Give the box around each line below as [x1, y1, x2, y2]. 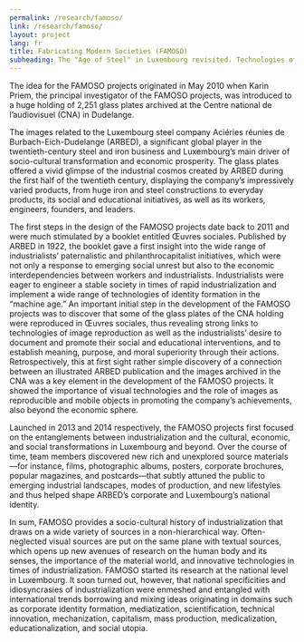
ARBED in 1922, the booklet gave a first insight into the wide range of [9, 241, 267, 251]
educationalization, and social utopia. [9, 623, 148, 633]
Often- [241, 527, 266, 537]
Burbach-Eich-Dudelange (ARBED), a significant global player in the [9, 137, 262, 147]
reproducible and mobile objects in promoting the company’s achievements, [9, 395, 292, 405]
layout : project [9, 30, 71, 39]
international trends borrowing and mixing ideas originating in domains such [9, 594, 293, 604]
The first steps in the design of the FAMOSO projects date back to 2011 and [9, 221, 290, 232]
